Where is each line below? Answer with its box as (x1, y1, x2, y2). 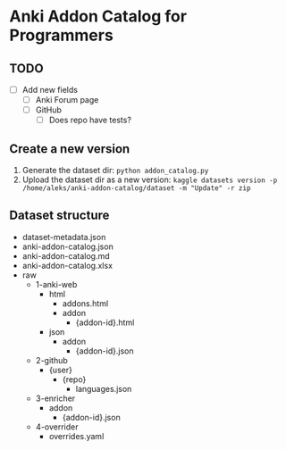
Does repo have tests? (48, 114, 132, 126)
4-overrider (35, 421, 79, 432)
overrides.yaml (48, 430, 105, 441)
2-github (35, 354, 69, 365)
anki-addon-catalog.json (21, 241, 114, 252)
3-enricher (35, 393, 76, 404)
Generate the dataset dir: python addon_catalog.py (21, 165, 209, 176)
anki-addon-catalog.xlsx (21, 260, 114, 271)
